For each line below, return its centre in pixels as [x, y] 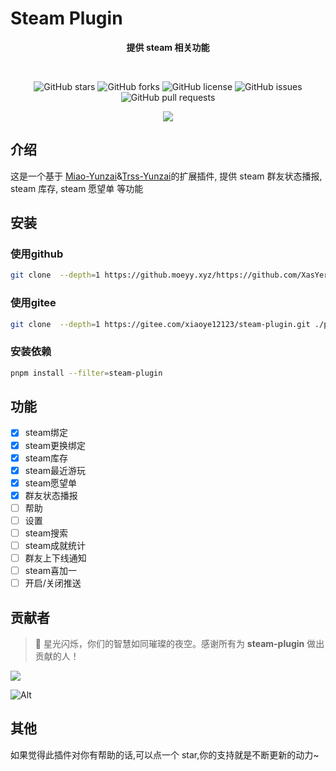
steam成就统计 [55, 546]
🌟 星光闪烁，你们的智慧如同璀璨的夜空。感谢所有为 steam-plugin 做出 [179, 644]
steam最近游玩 [55, 470]
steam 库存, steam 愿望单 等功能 [77, 188]
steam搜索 [46, 533]
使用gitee [33, 303]
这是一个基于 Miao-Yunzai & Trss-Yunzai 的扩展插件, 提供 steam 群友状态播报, [166, 176]
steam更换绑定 [55, 445]
